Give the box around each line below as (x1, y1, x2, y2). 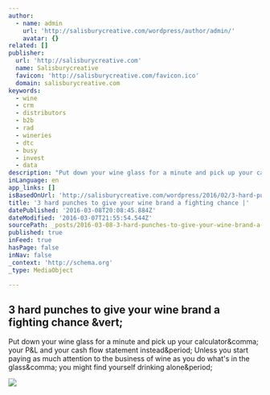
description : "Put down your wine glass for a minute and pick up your (8, 169, 253, 177)
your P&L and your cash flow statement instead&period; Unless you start (8, 345, 249, 355)
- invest (15, 154, 45, 162)
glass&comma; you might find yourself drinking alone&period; (8, 363, 213, 372)
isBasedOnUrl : (8, 191, 56, 200)
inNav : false (8, 251, 52, 259)
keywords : (8, 86, 42, 95)
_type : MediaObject (8, 266, 74, 274)
